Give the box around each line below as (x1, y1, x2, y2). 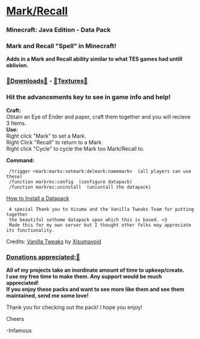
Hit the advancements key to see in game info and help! (6, 93, 171, 102)
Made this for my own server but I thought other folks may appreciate (8, 222, 192, 228)
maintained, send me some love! (6, 292, 89, 299)
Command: (6, 156, 35, 163)
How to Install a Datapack (6, 194, 69, 202)
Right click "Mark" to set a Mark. (6, 132, 87, 139)
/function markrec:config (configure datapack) (8, 179, 133, 185)
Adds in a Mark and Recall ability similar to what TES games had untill (6, 55, 183, 63)
